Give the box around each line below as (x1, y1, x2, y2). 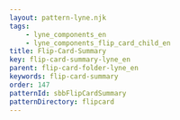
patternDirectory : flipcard (9, 97, 115, 106)
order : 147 (9, 80, 50, 89)
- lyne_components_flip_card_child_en (25, 38, 171, 48)
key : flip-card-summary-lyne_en (9, 55, 130, 64)
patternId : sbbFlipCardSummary (9, 88, 127, 97)
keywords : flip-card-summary (9, 72, 119, 81)
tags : (9, 22, 30, 31)
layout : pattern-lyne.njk (9, 13, 106, 23)
